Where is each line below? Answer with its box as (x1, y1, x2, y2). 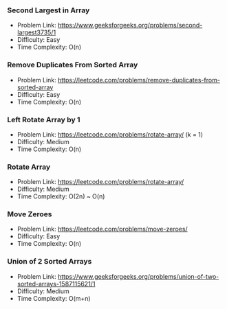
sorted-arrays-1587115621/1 (17, 279, 96, 288)
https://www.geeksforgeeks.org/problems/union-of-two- (57, 272, 219, 280)
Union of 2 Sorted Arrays (7, 257, 92, 266)
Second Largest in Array (7, 5, 90, 15)
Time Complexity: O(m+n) (17, 294, 91, 302)
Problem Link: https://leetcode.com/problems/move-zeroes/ (17, 225, 188, 233)
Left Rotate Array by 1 (7, 115, 80, 124)
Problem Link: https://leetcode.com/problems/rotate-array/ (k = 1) (17, 130, 204, 139)
